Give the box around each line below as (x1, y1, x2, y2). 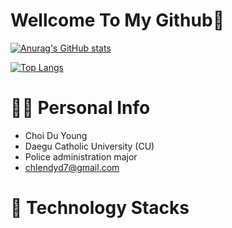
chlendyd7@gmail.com (24, 161, 120, 173)
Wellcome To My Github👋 (10, 9, 225, 32)
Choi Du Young (24, 129, 88, 141)
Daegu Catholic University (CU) (24, 140, 155, 152)
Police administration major (24, 150, 138, 163)
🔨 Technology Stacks (10, 197, 190, 219)
